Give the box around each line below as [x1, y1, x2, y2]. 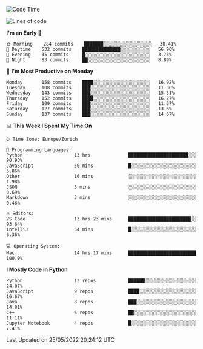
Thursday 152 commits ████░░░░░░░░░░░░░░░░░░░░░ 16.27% [6, 95, 175, 101]
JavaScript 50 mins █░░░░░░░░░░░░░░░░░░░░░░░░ [6, 163, 197, 169]
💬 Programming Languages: [6, 147, 72, 153]
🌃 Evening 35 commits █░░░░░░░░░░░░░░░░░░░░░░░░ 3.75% [6, 52, 172, 58]
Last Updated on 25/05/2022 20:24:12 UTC [6, 336, 115, 343]
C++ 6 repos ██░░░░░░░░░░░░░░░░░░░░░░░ [6, 310, 197, 316]
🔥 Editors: [6, 211, 35, 217]
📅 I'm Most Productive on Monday [6, 67, 94, 75]
